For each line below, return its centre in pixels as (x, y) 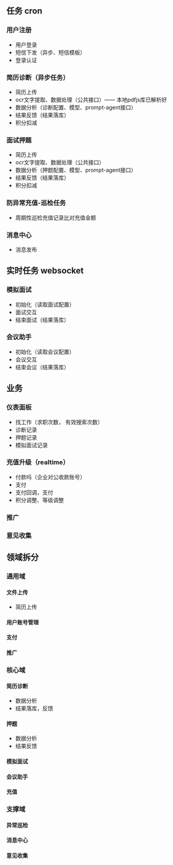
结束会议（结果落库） (42, 367)
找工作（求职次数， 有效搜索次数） (59, 422)
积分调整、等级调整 (40, 500)
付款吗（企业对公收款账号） (50, 477)
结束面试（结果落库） (42, 320)
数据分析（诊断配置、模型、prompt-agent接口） (76, 107)
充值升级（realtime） (38, 462)
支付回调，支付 (34, 492)
